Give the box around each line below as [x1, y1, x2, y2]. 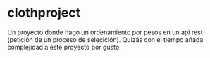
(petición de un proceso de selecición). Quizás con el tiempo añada [7, 35, 204, 43]
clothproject [7, 5, 81, 21]
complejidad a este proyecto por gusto [7, 43, 120, 51]
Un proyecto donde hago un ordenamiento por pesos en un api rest [7, 28, 203, 36]
